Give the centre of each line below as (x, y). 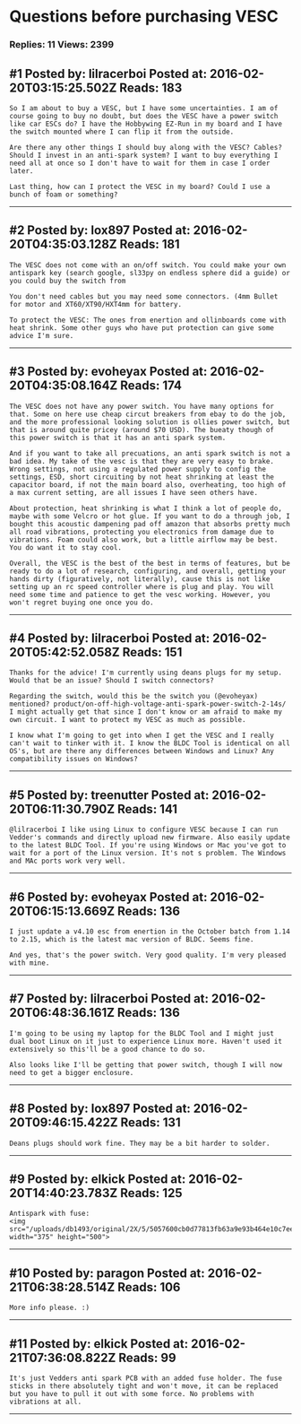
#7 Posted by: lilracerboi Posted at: (109, 999)
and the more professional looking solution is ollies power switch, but (150, 422)
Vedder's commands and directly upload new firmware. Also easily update (150, 838)
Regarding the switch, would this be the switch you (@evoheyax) (133, 697)
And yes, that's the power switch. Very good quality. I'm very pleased (148, 955)
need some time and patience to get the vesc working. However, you (140, 595)
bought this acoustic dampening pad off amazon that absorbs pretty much (150, 524)
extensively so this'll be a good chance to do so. (107, 1049)
